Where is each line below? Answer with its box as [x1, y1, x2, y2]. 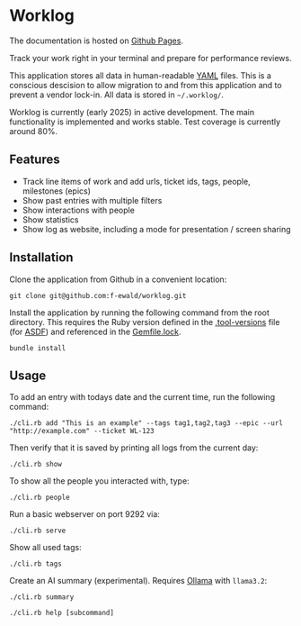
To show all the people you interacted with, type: [9, 476, 190, 486]
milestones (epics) [22, 186, 92, 196]
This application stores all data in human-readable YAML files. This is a [9, 69, 272, 81]
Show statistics [22, 213, 79, 225]
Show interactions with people [22, 204, 135, 215]
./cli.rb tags [9, 559, 63, 568]
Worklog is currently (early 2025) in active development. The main [9, 106, 255, 117]
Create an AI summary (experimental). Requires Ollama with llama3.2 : [9, 576, 268, 586]
